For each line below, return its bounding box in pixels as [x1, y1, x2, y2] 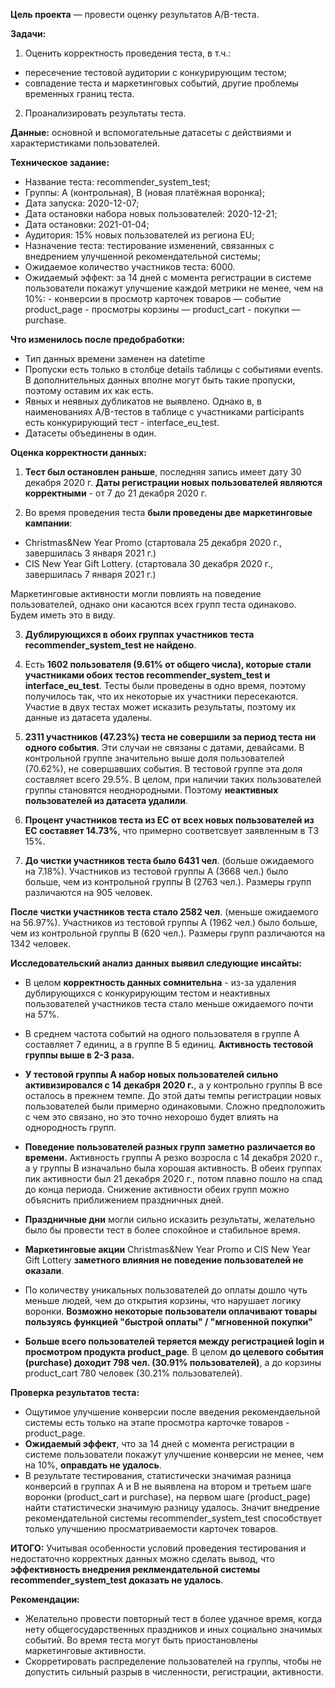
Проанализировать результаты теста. [24, 107, 187, 119]
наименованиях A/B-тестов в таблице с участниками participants [24, 406, 305, 418]
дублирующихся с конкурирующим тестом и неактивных [24, 987, 271, 999]
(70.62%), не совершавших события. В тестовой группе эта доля [24, 763, 303, 774]
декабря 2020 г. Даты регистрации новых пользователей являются [24, 477, 323, 488]
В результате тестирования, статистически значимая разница [24, 1470, 292, 1481]
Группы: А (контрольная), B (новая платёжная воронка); [24, 187, 266, 198]
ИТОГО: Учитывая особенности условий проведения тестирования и [10, 1542, 307, 1554]
